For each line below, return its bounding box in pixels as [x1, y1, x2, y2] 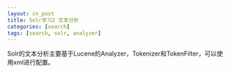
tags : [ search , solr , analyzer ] [7, 29, 101, 37]
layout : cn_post [7, 10, 54, 17]
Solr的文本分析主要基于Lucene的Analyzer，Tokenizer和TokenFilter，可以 [7, 49, 217, 58]
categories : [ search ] [7, 23, 70, 30]
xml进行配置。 [13, 58, 54, 67]
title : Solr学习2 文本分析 [7, 17, 79, 24]
